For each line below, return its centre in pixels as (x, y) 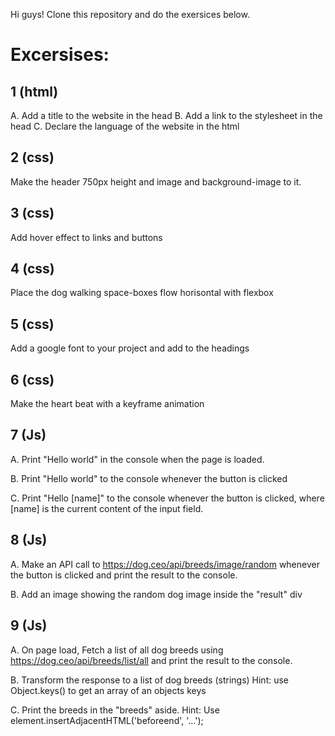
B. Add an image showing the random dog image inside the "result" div (156, 594)
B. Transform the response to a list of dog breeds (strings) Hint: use (150, 680)
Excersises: (60, 55)
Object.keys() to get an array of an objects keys (108, 690)
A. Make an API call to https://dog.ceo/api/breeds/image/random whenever (165, 564)
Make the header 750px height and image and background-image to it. (156, 181)
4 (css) (32, 269)
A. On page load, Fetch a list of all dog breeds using (117, 650)
